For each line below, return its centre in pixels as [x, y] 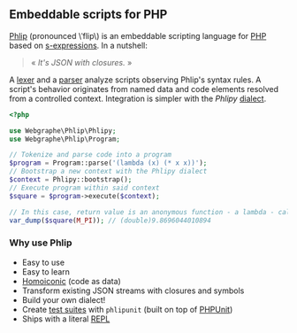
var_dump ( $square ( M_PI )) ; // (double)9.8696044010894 [110, 221]
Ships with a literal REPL [66, 319]
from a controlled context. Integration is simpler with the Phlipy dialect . [138, 98]
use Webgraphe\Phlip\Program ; [65, 139]
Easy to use [43, 262]
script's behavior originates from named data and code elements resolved [144, 89]
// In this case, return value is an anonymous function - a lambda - [142, 212]
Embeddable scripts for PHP [88, 15]
